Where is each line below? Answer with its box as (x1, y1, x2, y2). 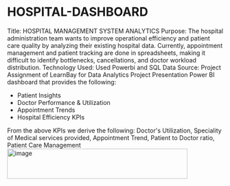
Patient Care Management (7, 141, 81, 149)
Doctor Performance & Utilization (16, 98, 111, 106)
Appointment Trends (16, 106, 76, 114)
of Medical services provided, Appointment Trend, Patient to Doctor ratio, (7, 133, 215, 141)
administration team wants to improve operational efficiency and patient (7, 34, 211, 42)
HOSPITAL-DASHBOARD (7, 4, 149, 20)
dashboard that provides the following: (7, 78, 117, 86)
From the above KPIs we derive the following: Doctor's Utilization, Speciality (7, 126, 222, 135)
